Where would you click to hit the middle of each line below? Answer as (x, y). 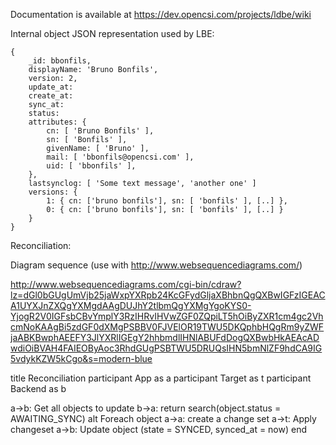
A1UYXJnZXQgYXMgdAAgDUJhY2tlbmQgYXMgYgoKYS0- (131, 305)
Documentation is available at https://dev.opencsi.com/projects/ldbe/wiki (161, 14)
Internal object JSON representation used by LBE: (112, 33)
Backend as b (38, 388)
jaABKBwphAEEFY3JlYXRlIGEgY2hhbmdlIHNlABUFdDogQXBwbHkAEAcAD (165, 337)
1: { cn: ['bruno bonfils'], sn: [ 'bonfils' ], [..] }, (167, 201)
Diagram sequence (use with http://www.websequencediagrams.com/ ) (156, 265)
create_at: (51, 96)
